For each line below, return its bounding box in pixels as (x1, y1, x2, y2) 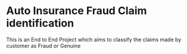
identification (6, 16, 74, 30)
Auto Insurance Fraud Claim (6, 4, 147, 18)
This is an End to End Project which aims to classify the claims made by (6, 36, 182, 43)
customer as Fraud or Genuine (6, 42, 81, 49)
